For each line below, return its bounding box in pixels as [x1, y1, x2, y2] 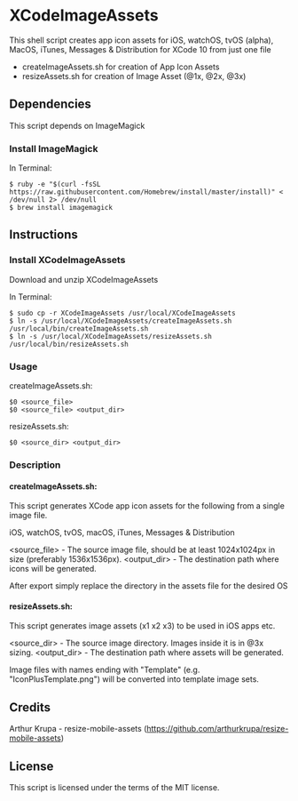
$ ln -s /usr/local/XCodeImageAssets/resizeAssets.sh [9, 332, 213, 340]
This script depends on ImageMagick [9, 120, 145, 131]
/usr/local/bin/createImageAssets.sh [9, 324, 149, 333]
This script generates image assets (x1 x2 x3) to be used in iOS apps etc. [9, 621, 276, 631]
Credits [9, 700, 51, 715]
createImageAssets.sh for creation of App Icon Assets [21, 61, 220, 72]
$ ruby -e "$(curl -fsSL [9, 180, 101, 189]
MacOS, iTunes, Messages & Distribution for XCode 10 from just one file [9, 44, 272, 54]
